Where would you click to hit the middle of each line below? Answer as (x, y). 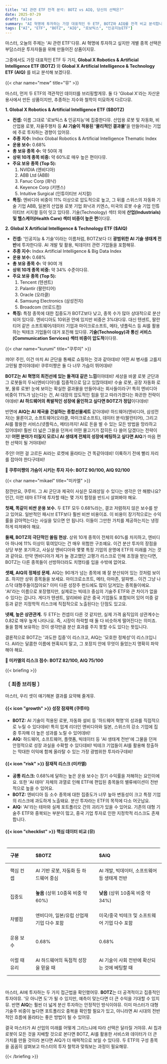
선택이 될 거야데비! (28, 443)
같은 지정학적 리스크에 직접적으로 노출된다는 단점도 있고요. (71, 604)
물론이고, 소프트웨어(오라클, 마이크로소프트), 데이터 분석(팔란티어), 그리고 (87, 418)
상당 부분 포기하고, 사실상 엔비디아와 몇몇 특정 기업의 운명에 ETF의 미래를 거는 (81, 550)
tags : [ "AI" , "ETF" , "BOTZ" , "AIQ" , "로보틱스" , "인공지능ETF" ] (69, 28)
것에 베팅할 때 (119, 968)
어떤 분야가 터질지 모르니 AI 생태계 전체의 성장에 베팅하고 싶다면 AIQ (77, 436)
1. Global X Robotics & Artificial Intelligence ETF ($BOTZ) (65, 109)
